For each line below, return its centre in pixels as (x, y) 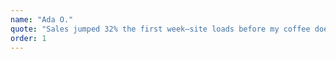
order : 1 (28, 38)
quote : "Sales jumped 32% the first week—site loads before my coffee (160, 29)
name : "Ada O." (42, 19)
